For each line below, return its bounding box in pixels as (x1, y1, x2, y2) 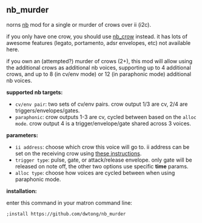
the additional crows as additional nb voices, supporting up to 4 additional (6, 64, 191, 71)
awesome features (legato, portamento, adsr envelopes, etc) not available (6, 39, 191, 46)
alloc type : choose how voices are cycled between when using (15, 169, 175, 176)
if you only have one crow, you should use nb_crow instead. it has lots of (6, 33, 188, 40)
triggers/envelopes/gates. (15, 106, 80, 114)
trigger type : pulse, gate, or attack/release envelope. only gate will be (15, 156, 192, 163)
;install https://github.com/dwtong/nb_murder (6, 211, 126, 217)
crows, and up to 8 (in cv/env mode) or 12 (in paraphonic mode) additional (6, 70, 192, 78)
